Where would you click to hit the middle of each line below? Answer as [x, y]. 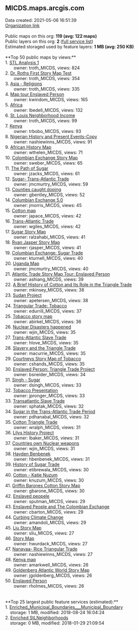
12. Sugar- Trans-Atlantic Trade [37, 179]
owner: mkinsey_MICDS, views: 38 [49, 290]
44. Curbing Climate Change [34, 517]
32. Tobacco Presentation [32, 390]
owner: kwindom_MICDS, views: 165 [51, 100]
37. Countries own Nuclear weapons [42, 443]
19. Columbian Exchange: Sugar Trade [44, 253]
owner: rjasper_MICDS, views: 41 [47, 247]
